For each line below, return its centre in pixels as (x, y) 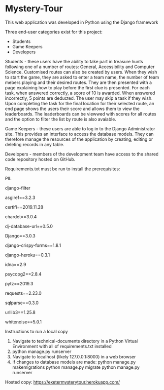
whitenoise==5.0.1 (23, 322)
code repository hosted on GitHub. (40, 159)
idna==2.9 (16, 264)
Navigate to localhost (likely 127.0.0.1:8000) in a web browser (74, 356)
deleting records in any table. (35, 144)
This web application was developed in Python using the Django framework (82, 22)
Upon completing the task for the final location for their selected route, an (80, 103)
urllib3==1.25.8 (20, 312)
